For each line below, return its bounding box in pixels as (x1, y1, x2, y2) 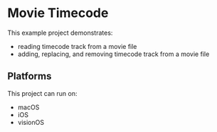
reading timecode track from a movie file (17, 42, 137, 50)
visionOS (17, 118, 45, 126)
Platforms (7, 70, 52, 82)
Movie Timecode (7, 5, 109, 21)
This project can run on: (7, 89, 78, 97)
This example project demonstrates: (7, 28, 113, 37)
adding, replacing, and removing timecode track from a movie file (17, 50, 210, 58)
